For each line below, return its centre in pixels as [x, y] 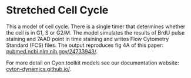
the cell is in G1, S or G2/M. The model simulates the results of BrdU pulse [95, 32]
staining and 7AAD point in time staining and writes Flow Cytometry [88, 39]
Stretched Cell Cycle [57, 10]
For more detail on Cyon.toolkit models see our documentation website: [93, 63]
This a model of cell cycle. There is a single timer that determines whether [96, 26]
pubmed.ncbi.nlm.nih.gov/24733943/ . [52, 51]
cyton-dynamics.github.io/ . [39, 69]
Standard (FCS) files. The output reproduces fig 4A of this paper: [85, 45]
